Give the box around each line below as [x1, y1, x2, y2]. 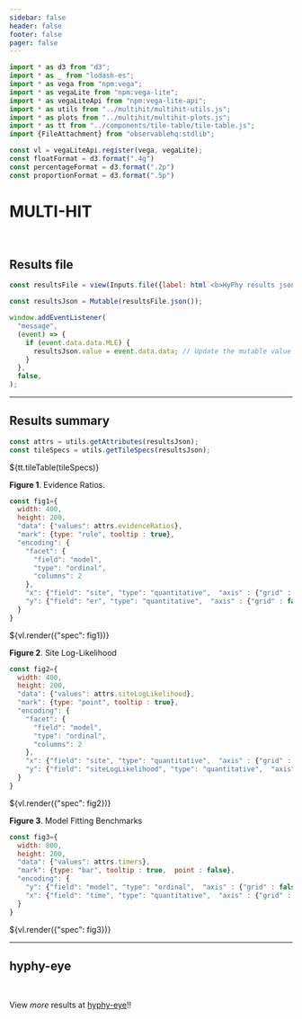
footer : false [9, 30, 63, 39]
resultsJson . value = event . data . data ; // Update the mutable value [32, 347, 292, 356]
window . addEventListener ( [9, 314, 106, 323]
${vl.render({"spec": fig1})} [9, 630, 110, 641]
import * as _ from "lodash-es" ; [9, 71, 135, 81]
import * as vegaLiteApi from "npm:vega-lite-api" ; [9, 96, 207, 105]
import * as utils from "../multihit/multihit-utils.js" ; [9, 104, 231, 113]
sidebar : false [9, 13, 67, 22]
